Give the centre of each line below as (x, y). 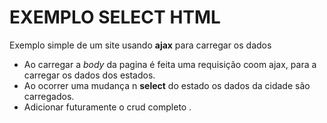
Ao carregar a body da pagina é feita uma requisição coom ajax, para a (170, 64)
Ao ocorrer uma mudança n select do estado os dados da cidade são (167, 85)
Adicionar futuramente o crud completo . (107, 107)
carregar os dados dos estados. (89, 75)
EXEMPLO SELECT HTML (115, 17)
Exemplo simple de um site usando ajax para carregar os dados (140, 45)
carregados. (49, 96)
